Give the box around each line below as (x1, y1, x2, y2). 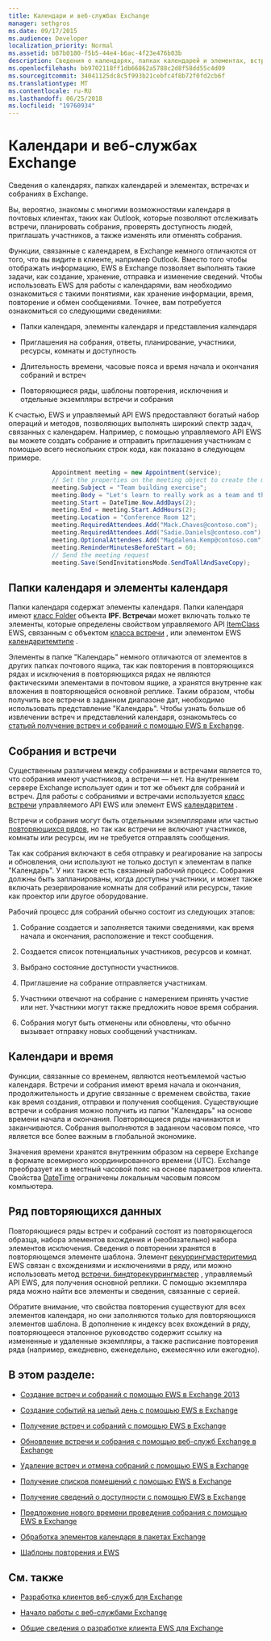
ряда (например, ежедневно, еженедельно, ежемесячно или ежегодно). (8, 1345, 260, 1354)
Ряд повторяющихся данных (8, 1204, 162, 1219)
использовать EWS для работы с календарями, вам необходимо (8, 280, 232, 291)
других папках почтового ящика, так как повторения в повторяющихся (8, 661, 254, 671)
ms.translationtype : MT (8, 79, 89, 87)
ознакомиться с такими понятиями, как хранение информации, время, (8, 289, 254, 299)
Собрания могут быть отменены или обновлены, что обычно (19, 1018, 231, 1028)
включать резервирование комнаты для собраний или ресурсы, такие (8, 883, 252, 893)
